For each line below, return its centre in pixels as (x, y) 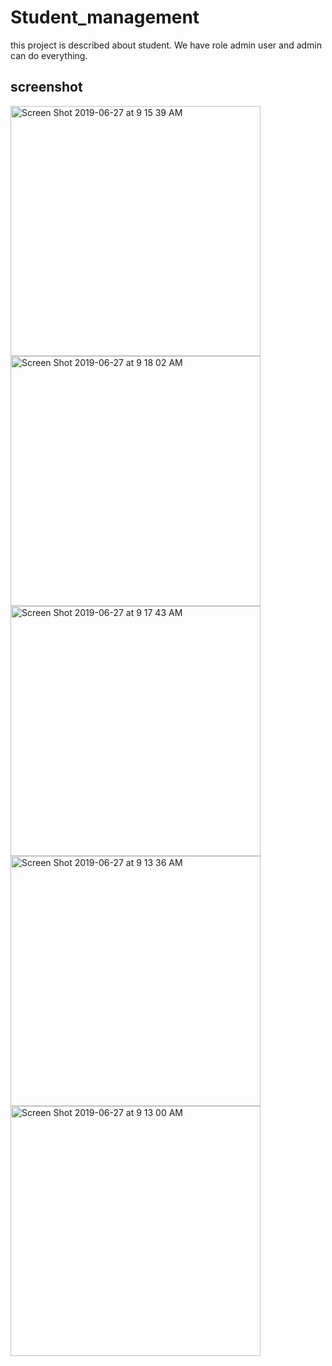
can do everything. (49, 55)
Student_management (105, 17)
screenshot (46, 87)
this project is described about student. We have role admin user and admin (166, 45)
